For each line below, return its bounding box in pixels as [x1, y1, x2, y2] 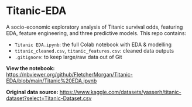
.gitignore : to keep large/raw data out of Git [14, 53, 122, 60]
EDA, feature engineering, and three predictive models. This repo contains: [6, 29, 186, 36]
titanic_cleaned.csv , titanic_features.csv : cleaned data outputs [14, 47, 174, 54]
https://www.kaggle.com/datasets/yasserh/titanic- [59, 88, 181, 95]
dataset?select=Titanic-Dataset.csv [6, 95, 92, 102]
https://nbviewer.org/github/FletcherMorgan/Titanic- [6, 71, 133, 78]
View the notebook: [6, 64, 55, 71]
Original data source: [6, 88, 59, 95]
